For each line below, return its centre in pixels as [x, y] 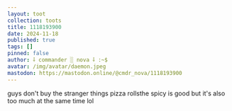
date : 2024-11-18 [33, 34]
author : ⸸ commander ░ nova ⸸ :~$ [57, 60]
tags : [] [20, 47]
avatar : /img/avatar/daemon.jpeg [57, 66]
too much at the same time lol [51, 100]
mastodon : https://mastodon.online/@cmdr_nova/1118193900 [95, 73]
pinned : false [28, 54]
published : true [31, 40]
